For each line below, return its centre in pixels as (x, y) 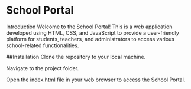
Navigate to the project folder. (42, 68)
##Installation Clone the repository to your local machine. (76, 57)
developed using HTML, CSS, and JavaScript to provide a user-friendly (93, 32)
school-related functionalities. (43, 45)
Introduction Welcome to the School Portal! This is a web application (89, 27)
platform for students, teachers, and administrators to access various (90, 39)
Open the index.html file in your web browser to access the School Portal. (96, 80)
